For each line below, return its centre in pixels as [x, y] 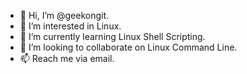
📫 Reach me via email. [67, 58]
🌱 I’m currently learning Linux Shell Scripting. [112, 36]
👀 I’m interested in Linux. [70, 26]
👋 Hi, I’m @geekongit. [64, 15]
